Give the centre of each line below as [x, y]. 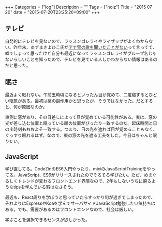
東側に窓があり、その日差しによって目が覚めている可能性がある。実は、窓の [81, 117]
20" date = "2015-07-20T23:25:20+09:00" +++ [52, 12]
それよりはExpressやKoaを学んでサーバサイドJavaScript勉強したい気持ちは [80, 203]
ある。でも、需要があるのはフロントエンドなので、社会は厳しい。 [71, 210]
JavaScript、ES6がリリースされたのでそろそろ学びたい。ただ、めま [85, 175]
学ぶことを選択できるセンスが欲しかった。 [47, 220]
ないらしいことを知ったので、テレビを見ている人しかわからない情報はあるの [81, 59]
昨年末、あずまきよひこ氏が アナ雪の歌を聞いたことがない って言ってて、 [85, 47]
